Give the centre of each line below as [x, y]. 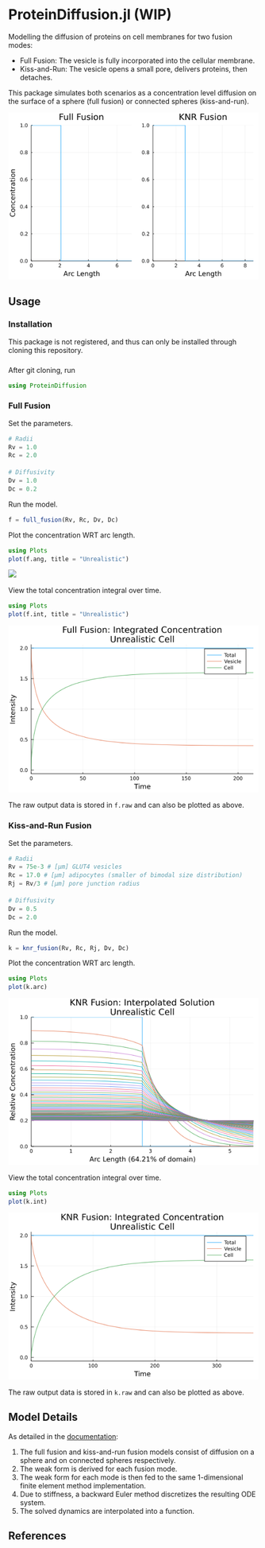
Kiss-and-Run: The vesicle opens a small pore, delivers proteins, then [133, 68]
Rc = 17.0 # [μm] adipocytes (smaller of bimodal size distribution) [126, 875]
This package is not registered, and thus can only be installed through [123, 341]
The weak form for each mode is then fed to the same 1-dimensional [131, 1477]
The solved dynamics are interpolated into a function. [107, 1511]
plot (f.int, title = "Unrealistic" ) [69, 615]
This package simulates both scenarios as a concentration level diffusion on [132, 92]
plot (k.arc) [28, 987]
